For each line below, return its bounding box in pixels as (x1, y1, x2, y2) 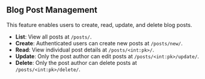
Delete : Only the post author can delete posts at (15, 59, 137, 66)
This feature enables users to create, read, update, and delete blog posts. (6, 21, 192, 28)
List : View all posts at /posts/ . (15, 33, 92, 40)
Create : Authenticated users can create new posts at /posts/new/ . (15, 39, 183, 47)
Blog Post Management (6, 5, 98, 15)
